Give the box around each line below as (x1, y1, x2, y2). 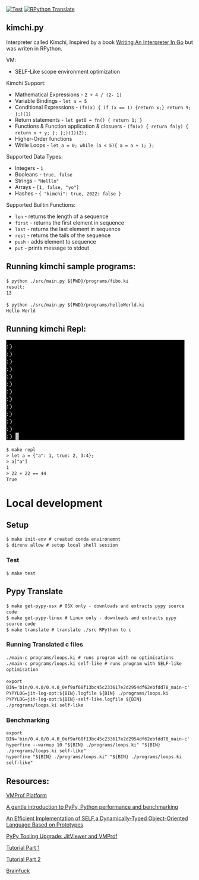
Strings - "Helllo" (14, 177, 59, 184)
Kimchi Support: (6, 79, 46, 86)
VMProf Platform (6, 791, 48, 799)
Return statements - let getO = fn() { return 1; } (14, 116, 143, 123)
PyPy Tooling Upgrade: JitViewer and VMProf (6, 832, 118, 840)
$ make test (6, 570, 36, 576)
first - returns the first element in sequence (14, 219, 125, 226)
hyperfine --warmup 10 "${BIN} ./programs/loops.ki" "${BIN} (6, 742, 161, 748)
